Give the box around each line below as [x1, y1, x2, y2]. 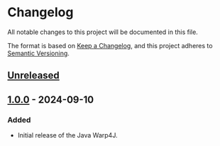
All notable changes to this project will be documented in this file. [7, 28, 199, 36]
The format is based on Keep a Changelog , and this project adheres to [7, 41, 213, 50]
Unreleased [7, 69, 60, 82]
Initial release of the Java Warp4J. [17, 131, 118, 140]
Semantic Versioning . [7, 49, 70, 57]
